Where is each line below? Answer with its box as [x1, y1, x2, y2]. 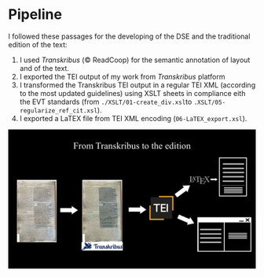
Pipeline [8, 6, 63, 24]
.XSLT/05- [193, 98, 226, 106]
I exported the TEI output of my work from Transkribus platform [19, 72, 225, 81]
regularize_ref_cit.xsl [19, 106, 98, 115]
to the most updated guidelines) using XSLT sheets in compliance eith [19, 88, 246, 98]
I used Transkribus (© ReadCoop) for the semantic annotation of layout [19, 55, 251, 65]
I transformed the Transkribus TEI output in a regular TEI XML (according [19, 80, 256, 90]
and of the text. [19, 63, 69, 72]
